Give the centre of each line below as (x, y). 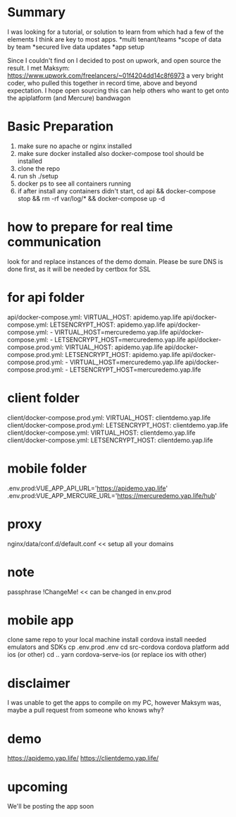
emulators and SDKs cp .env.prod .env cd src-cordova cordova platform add (118, 647)
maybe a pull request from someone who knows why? (86, 710)
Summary (36, 12)
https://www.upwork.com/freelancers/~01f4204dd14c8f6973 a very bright (116, 75)
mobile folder (47, 468)
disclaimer (39, 683)
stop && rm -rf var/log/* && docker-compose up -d (91, 198)
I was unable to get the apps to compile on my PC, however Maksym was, (114, 703)
